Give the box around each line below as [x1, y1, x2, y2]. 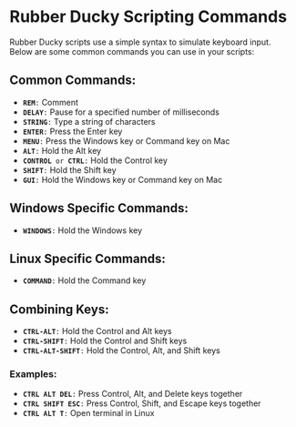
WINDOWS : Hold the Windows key [22, 225, 143, 236]
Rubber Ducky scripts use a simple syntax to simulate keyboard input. [9, 36, 271, 47]
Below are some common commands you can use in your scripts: [9, 46, 255, 56]
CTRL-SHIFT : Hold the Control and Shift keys [22, 335, 188, 347]
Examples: [9, 368, 57, 381]
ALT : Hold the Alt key [22, 145, 102, 156]
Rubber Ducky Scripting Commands [9, 6, 288, 27]
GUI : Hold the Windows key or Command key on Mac [22, 174, 223, 185]
